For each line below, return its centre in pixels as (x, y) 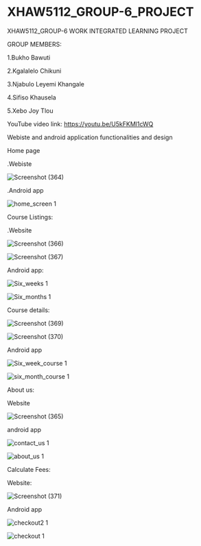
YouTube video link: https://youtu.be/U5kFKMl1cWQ (80, 123)
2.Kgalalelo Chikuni (34, 71)
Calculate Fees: (29, 469)
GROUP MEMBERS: (34, 44)
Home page (24, 150)
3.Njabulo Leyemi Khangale (46, 84)
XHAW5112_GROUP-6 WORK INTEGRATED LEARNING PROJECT (98, 31)
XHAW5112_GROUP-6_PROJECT (100, 12)
